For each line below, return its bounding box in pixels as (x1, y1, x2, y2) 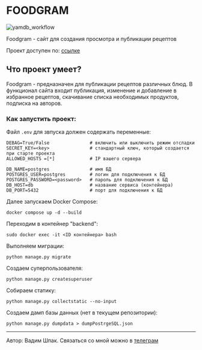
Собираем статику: (6, 287, 56, 294)
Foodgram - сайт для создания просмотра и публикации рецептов (6, 35, 177, 42)
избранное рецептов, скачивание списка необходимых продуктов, (6, 93, 179, 100)
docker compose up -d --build (6, 210, 82, 216)
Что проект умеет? (6, 64, 82, 75)
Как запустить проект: (6, 114, 76, 123)
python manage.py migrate (6, 254, 71, 260)
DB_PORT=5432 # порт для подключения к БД (6, 187, 163, 193)
